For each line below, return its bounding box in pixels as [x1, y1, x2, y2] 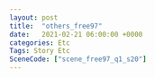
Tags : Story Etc [9, 47, 70, 56]
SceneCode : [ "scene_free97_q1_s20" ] [9, 55, 147, 64]
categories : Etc [9, 38, 70, 48]
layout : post [9, 13, 59, 22]
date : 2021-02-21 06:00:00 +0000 [9, 30, 143, 39]
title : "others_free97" [9, 22, 103, 30]
